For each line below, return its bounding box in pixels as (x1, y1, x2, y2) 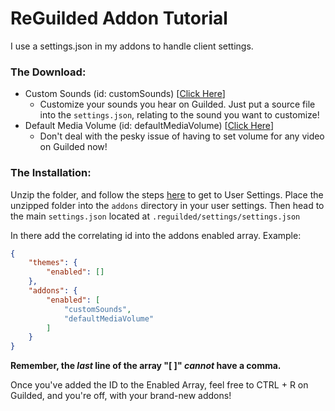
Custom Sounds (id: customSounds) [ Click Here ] (24, 88, 226, 100)
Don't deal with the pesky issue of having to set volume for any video (39, 130, 325, 142)
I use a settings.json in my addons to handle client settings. (10, 40, 254, 52)
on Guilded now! (39, 141, 108, 153)
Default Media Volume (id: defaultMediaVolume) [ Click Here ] (24, 120, 274, 132)
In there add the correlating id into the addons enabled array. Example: (10, 229, 302, 241)
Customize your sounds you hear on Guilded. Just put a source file (39, 98, 316, 111)
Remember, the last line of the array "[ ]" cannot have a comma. (10, 360, 282, 372)
